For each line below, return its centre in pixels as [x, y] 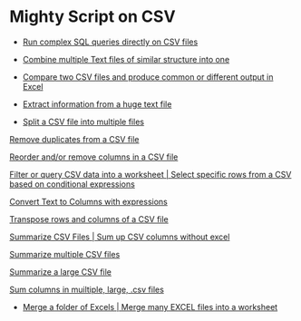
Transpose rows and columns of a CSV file [89, 219]
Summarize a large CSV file [60, 272]
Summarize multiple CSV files [65, 254]
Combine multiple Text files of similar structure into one [126, 59]
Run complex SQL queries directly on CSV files [110, 42]
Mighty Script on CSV [92, 17]
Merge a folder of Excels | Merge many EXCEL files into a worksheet [150, 306]
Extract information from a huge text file [97, 104]
